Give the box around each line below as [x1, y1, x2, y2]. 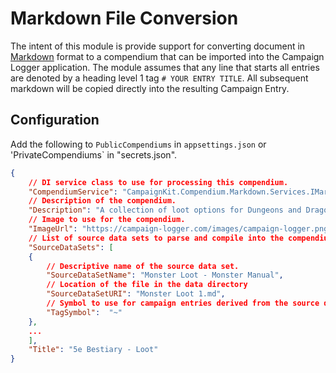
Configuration [10, 112, 100, 129]
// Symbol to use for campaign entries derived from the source [46, 298, 320, 308]
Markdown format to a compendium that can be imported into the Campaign [10, 50, 325, 62]
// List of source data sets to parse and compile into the [28, 233, 284, 243]
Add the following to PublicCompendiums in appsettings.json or [10, 138, 267, 150]
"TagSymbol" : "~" [46, 307, 123, 317]
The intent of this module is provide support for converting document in [10, 40, 306, 52]
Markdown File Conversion [10, 7, 239, 30]
